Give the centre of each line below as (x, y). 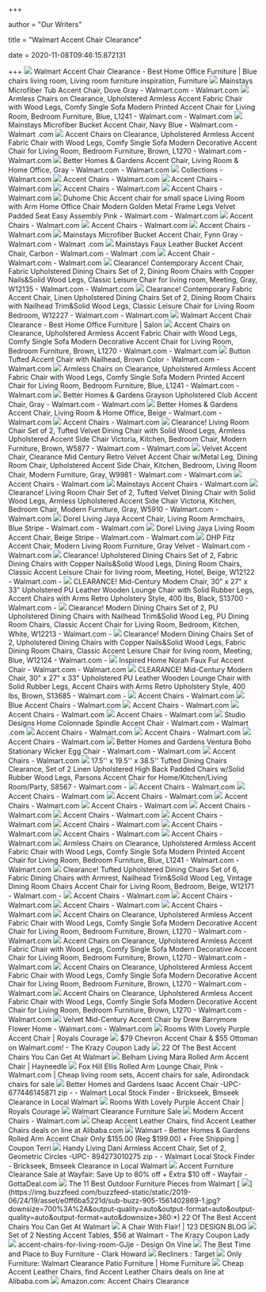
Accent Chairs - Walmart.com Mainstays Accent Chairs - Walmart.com (128, 484)
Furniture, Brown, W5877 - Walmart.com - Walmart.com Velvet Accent (128, 448)
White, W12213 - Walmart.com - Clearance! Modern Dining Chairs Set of (131, 634)
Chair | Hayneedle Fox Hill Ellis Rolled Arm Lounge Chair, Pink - (116, 1066)
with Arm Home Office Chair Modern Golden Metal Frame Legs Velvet (122, 206)
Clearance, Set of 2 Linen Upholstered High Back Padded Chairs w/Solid (127, 769)
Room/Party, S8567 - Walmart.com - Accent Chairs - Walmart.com (122, 787)
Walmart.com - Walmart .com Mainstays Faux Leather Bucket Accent (125, 244)
